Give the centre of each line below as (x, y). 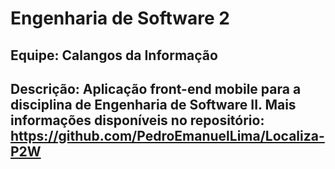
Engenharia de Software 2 (120, 18)
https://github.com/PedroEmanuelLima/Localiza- (167, 135)
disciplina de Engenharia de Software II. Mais (153, 104)
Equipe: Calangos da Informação (114, 55)
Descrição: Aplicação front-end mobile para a (156, 88)
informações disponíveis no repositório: (137, 120)
